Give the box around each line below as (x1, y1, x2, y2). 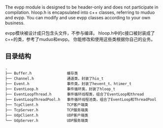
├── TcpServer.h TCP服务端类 (5, 107, 89, 113)
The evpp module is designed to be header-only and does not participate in (5, 4, 159, 10)
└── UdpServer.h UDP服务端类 (5, 118, 89, 123)
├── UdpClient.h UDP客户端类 (5, 113, 89, 118)
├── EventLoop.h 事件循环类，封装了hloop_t (5, 86, 116, 91)
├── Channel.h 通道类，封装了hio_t (5, 76, 104, 81)
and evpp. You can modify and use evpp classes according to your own (5, 15, 151, 20)
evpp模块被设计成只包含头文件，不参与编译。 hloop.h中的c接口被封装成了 (5, 30, 155, 36)
